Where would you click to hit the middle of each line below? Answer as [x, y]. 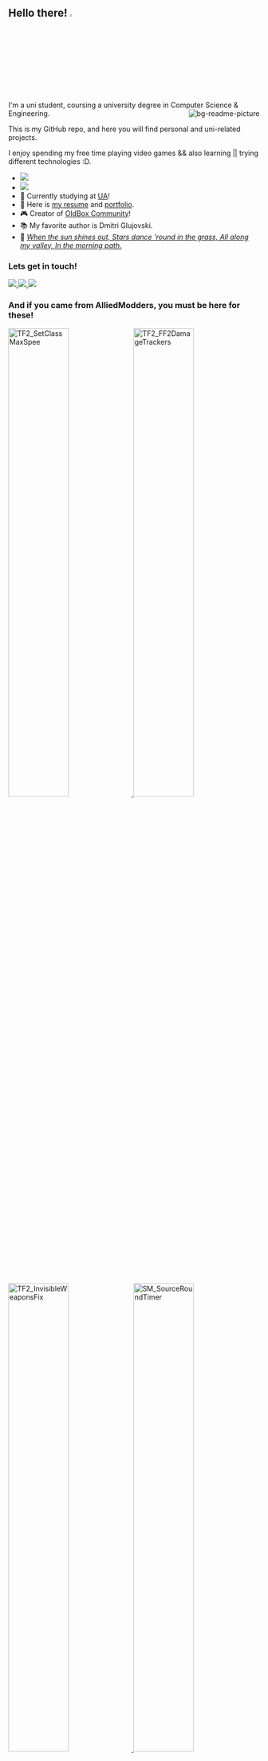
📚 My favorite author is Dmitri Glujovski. [86, 225]
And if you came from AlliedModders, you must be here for [124, 305]
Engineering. [29, 113]
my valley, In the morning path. [71, 245]
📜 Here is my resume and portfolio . [77, 204]
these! [21, 315]
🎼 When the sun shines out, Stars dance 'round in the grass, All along [134, 237]
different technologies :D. [50, 161]
